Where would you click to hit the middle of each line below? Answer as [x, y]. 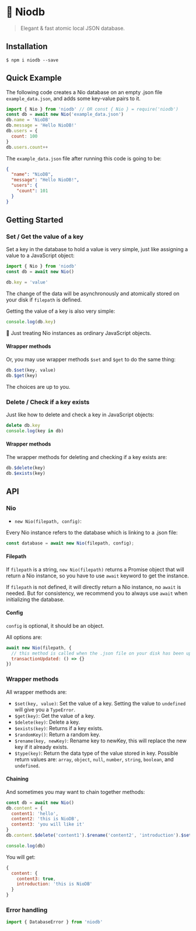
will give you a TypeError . [45, 709]
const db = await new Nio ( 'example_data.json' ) [65, 114]
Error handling [27, 910]
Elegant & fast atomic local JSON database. [73, 28]
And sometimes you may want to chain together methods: [76, 792]
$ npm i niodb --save [32, 60]
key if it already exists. [41, 747]
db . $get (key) [22, 375]
